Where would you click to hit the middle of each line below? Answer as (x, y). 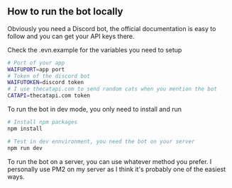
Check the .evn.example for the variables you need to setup (95, 49)
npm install (25, 129)
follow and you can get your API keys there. (71, 36)
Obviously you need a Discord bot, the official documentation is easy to (112, 28)
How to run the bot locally (65, 12)
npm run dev (25, 148)
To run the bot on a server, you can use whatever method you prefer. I (110, 161)
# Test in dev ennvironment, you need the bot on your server (101, 141)
